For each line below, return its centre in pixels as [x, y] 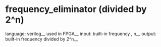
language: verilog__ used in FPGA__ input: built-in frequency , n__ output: [81, 33]
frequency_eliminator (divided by [76, 9]
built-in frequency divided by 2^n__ [42, 39]
